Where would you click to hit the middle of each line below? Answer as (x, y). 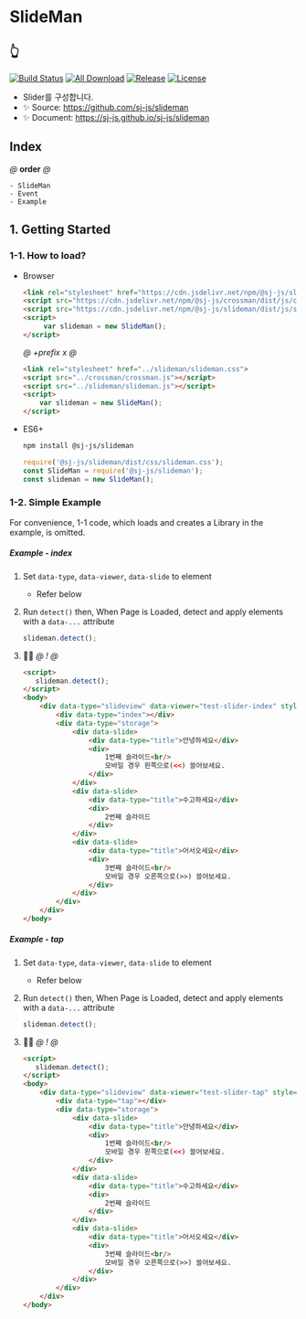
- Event (24, 194)
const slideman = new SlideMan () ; (88, 479)
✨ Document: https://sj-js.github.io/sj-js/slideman (116, 117)
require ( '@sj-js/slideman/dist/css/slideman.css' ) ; (123, 462)
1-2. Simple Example (56, 503)
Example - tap (37, 940)
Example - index (41, 553)
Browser (38, 275)
